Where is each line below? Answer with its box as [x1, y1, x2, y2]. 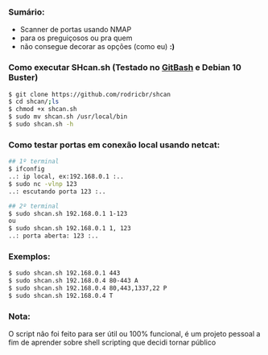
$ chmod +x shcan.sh [8, 105, 78, 114]
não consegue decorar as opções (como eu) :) [19, 42, 175, 52]
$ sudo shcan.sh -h [8, 120, 74, 129]
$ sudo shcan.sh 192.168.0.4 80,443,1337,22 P [8, 284, 167, 292]
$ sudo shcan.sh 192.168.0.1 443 [8, 269, 121, 278]
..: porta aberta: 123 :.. [8, 232, 99, 240]
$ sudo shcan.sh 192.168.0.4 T [8, 291, 113, 299]
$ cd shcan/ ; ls [8, 97, 60, 106]
